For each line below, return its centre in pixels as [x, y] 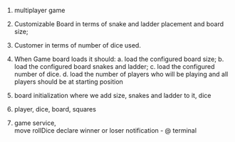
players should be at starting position [68, 82]
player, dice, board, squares [55, 109]
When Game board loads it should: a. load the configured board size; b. [119, 59]
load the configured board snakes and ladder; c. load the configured [114, 66]
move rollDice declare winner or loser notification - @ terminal [105, 130]
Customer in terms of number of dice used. [77, 45]
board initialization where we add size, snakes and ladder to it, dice [113, 95]
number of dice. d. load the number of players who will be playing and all [121, 74]
